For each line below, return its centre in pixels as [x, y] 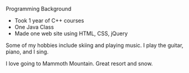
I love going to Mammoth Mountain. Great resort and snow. [79, 64]
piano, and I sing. [27, 52]
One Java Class [34, 27]
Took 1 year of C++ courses [49, 20]
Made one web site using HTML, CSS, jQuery [71, 33]
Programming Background [39, 9]
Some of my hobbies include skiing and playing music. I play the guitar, [94, 45]
